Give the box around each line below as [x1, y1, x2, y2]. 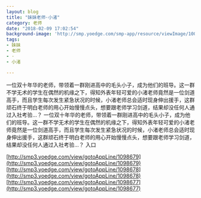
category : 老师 [6, 20, 42, 26]
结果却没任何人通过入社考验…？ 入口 [6, 141, 97, 148]
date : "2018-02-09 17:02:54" [6, 25, 79, 32]
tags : [6, 36, 20, 42]
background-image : [6, 31, 52, 37]
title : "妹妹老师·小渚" [6, 14, 60, 20]
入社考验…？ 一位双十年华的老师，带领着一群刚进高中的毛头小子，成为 [11, 111, 185, 118]
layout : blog [6, 8, 39, 15]
